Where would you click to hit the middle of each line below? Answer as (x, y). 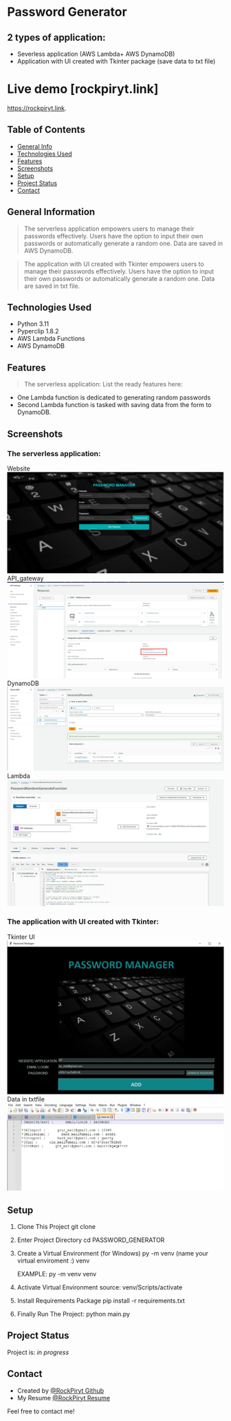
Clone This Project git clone (56, 1226)
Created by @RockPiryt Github (60, 1390)
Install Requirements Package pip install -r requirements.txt (101, 1300)
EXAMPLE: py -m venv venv (57, 1274)
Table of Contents (46, 130)
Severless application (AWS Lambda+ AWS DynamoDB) (96, 54)
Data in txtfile (26, 1099)
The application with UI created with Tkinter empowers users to (114, 264)
